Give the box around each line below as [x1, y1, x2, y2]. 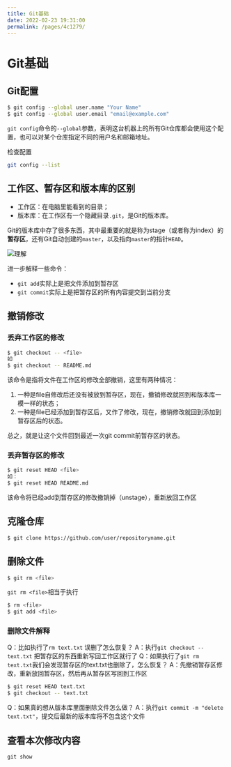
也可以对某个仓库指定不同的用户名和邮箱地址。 [19, 133, 154, 142]
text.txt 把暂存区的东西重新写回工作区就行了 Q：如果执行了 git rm [7, 652, 200, 660]
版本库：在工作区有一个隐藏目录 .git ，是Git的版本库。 [17, 211, 173, 220]
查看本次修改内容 [7, 734, 81, 746]
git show [7, 754, 33, 761]
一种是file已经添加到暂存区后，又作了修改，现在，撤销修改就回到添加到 [17, 408, 221, 416]
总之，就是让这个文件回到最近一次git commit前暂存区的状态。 [7, 432, 184, 440]
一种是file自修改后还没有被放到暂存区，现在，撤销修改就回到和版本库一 [17, 390, 221, 399]
